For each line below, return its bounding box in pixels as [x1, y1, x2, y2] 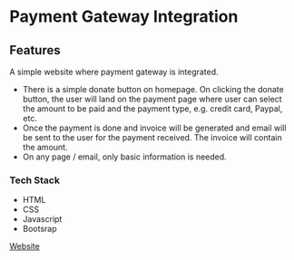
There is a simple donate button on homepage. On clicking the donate [22, 84, 284, 94]
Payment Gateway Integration [9, 6, 239, 27]
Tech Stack [9, 174, 61, 187]
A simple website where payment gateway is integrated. [9, 66, 220, 77]
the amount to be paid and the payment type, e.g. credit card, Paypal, [22, 103, 283, 114]
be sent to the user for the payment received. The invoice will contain [22, 132, 283, 142]
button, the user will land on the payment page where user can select [22, 93, 283, 104]
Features [9, 43, 61, 58]
